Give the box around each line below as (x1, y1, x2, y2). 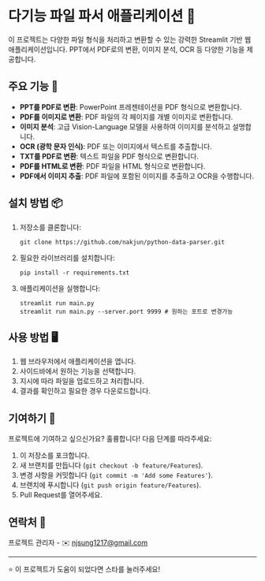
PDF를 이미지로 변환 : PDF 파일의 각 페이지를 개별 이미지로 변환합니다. (19, 112, 233, 121)
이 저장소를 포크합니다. (19, 451, 90, 460)
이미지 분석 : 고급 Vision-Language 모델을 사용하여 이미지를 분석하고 (19, 121, 231, 131)
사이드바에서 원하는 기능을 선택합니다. (19, 367, 136, 376)
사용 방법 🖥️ (8, 330, 58, 344)
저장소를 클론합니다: (19, 222, 81, 232)
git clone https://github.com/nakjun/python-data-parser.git (19, 238, 226, 246)
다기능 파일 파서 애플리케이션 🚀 (8, 7, 196, 25)
